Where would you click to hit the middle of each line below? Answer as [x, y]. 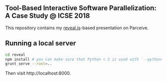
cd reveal [15, 55]
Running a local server [41, 43]
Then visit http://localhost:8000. [38, 73]
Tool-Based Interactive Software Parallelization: [81, 8]
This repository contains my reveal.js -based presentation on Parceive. [77, 28]
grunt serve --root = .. [29, 64]
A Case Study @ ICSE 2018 [48, 16]
